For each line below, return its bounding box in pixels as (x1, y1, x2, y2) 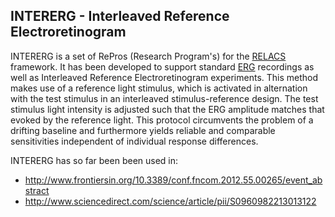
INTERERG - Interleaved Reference (10, 8, 230, 25)
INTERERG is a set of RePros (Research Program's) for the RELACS (10, 50, 287, 62)
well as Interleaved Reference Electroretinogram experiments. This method (10, 71, 319, 83)
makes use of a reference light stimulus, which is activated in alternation (10, 82, 308, 94)
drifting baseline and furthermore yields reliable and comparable (10, 124, 276, 136)
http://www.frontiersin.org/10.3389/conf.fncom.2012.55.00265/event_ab (24, 174, 323, 186)
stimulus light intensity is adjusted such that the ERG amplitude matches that (10, 103, 325, 115)
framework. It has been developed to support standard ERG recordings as (10, 60, 315, 73)
